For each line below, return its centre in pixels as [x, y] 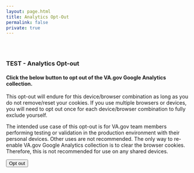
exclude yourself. [27, 115]
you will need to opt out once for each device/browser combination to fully [96, 109]
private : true [23, 28]
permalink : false [27, 22]
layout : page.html [28, 11]
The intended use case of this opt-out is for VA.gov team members [86, 127]
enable [14, 145]
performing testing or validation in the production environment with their [93, 133]
